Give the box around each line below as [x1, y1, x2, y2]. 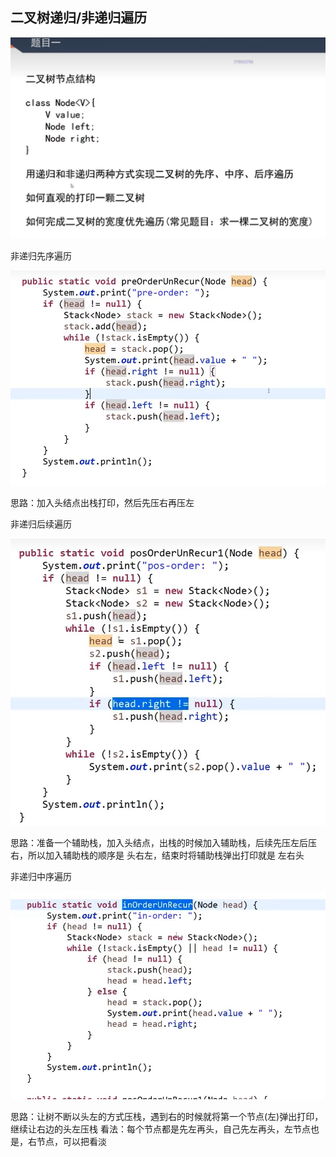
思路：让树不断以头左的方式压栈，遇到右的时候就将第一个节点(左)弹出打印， [10, 1110, 324, 1122]
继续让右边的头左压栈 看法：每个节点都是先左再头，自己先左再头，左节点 [10, 1123, 311, 1135]
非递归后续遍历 [10, 518, 72, 530]
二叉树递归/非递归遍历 [10, 9, 148, 27]
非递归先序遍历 [10, 250, 72, 262]
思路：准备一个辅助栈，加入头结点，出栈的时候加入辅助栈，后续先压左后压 [10, 837, 317, 849]
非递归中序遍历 [10, 871, 72, 883]
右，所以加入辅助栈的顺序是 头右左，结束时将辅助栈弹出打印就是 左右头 [10, 849, 305, 862]
